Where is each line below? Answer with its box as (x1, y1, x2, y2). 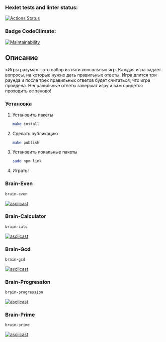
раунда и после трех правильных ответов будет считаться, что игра (5, 77, 151, 83)
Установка (5, 100, 32, 107)
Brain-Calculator (5, 213, 46, 220)
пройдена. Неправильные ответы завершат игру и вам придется (5, 83, 143, 89)
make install (12, 121, 40, 126)
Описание (5, 53, 38, 62)
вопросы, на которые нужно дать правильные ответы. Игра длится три (5, 72, 157, 78)
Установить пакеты (12, 112, 53, 118)
